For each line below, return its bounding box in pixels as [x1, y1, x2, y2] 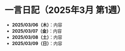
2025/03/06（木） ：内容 [11, 22, 63, 28]
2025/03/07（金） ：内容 [11, 28, 62, 34]
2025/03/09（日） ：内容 [11, 40, 63, 46]
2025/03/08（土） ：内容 [11, 34, 63, 40]
